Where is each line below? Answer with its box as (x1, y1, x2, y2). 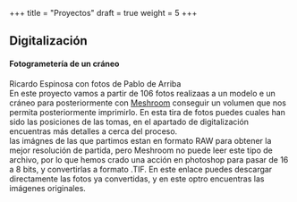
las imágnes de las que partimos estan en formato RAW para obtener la (9, 135, 272, 146)
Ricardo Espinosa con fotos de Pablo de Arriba (9, 78, 182, 88)
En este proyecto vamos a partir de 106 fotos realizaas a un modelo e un (9, 88, 276, 98)
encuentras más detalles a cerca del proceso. (9, 125, 178, 137)
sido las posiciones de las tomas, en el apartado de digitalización (9, 116, 249, 127)
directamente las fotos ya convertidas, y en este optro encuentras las (9, 173, 265, 184)
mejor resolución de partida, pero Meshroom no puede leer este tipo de (9, 145, 273, 156)
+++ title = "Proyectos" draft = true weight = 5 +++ (9, 8, 198, 18)
